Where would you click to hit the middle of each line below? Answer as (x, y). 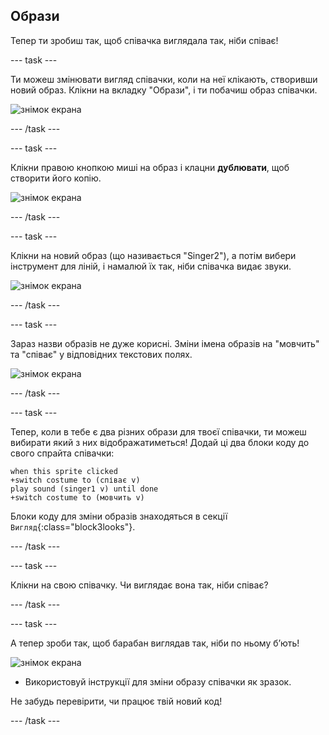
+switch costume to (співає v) (75, 480)
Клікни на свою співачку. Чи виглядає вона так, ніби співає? (139, 585)
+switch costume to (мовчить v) (77, 497)
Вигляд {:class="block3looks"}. (73, 526)
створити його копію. (56, 178)
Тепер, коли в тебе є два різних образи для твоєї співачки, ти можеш (158, 431)
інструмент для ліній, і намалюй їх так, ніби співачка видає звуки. (151, 266)
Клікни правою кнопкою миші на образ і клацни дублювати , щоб (150, 167)
